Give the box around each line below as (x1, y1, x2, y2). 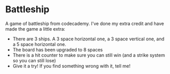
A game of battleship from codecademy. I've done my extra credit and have (5, 20, 164, 27)
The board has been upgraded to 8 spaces (12, 46, 103, 53)
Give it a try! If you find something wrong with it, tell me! (12, 63, 131, 69)
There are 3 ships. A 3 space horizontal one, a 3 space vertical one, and (12, 36, 165, 42)
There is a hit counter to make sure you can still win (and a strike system (12, 52, 165, 58)
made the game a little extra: (5, 26, 65, 32)
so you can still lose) (12, 57, 56, 63)
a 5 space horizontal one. (12, 41, 66, 47)
